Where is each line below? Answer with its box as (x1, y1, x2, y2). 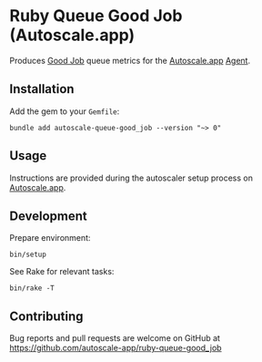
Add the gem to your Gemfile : (9, 106, 120, 117)
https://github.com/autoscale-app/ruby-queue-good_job (9, 343, 222, 354)
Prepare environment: (9, 233, 91, 243)
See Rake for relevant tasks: (9, 266, 115, 277)
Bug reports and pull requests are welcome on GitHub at (9, 333, 221, 344)
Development (9, 208, 88, 223)
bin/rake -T (9, 284, 55, 293)
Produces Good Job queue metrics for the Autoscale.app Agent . (9, 55, 251, 66)
